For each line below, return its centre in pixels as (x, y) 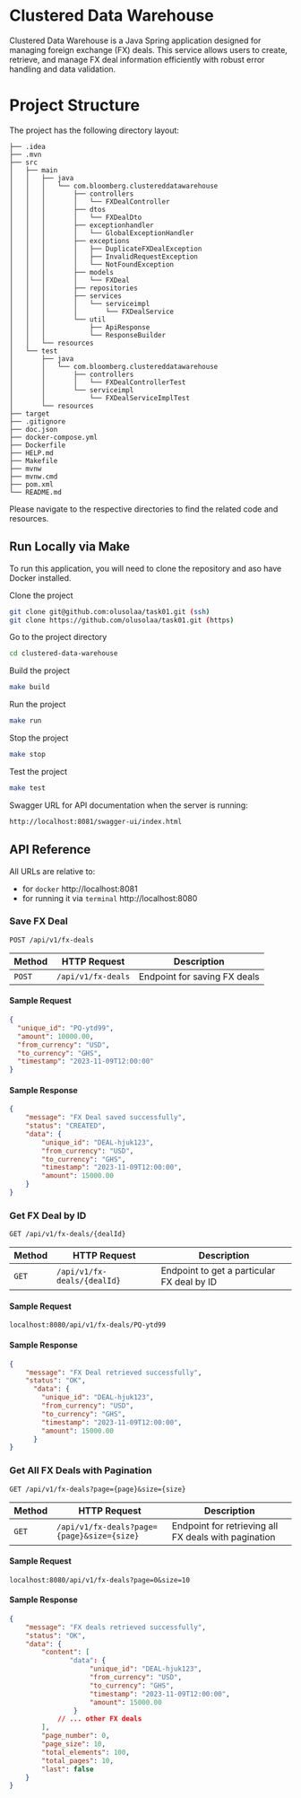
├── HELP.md (31, 453)
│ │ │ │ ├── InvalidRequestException (104, 257)
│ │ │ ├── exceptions (69, 241)
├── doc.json (34, 429)
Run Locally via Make (70, 547)
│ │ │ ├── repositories (74, 288)
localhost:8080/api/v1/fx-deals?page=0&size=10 (100, 1580)
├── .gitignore (38, 421)
